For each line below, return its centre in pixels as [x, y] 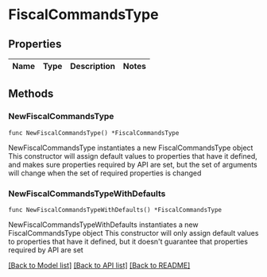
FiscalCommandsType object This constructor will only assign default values [133, 233]
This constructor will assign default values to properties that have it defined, [133, 156]
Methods [31, 94]
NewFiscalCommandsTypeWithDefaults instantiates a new [103, 225]
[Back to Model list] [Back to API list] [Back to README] [99, 265]
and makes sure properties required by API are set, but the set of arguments [133, 164]
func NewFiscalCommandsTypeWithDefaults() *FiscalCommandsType [115, 210]
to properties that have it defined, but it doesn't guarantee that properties [128, 241]
